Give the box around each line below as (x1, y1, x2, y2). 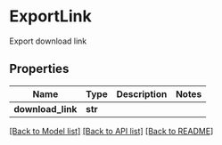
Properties (9, 61, 70, 77)
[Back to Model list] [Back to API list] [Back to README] (9, 125, 214, 136)
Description (116, 87, 168, 100)
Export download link (9, 36, 87, 46)
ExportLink (9, 6, 92, 27)
